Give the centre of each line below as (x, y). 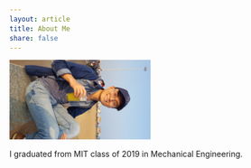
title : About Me (40, 28)
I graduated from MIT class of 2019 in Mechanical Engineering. (126, 154)
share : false (34, 38)
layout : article (40, 19)
